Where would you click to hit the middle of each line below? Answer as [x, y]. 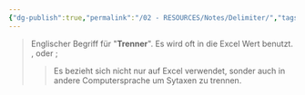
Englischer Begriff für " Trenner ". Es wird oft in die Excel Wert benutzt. [162, 43]
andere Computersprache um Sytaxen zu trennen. [147, 80]
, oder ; [44, 53]
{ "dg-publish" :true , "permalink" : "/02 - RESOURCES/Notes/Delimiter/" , [143, 18]
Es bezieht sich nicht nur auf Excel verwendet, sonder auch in [169, 71]
